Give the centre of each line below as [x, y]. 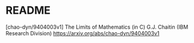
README [28, 10]
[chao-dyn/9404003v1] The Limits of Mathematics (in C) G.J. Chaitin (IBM [97, 27]
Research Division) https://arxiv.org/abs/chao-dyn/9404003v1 [83, 33]
